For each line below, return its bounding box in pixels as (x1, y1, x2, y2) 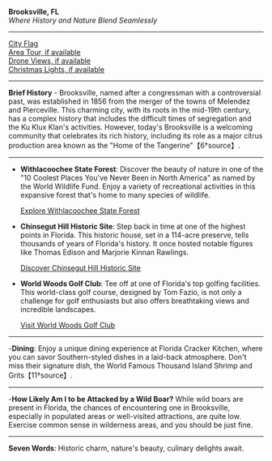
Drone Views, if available (8, 56, 91, 66)
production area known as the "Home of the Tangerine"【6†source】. (8, 141, 240, 150)
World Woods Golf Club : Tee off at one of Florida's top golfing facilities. (19, 279, 261, 288)
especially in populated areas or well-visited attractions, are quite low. (8, 412, 241, 420)
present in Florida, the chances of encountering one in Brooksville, (8, 403, 231, 412)
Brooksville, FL (8, 7, 59, 16)
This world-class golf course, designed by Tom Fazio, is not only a (19, 288, 242, 297)
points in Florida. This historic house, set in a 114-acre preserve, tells (19, 230, 249, 240)
